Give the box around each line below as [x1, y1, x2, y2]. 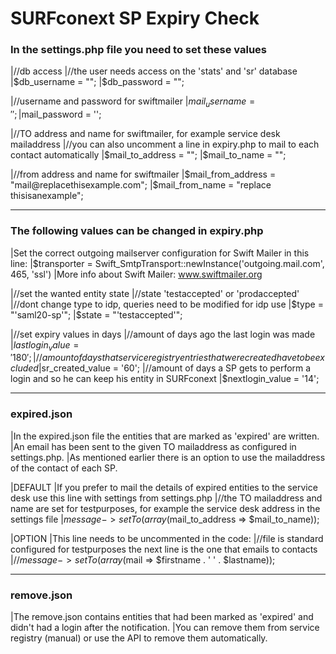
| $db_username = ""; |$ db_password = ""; [10, 76, 185, 88]
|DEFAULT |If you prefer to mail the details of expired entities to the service [10, 481, 318, 493]
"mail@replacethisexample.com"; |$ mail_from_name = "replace [10, 179, 272, 191]
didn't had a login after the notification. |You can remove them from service [10, 621, 320, 633]
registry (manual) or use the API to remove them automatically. [10, 632, 268, 644]
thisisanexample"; [10, 190, 84, 202]
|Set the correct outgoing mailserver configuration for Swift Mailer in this [10, 247, 310, 259]
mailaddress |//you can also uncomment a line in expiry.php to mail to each [10, 138, 320, 151]
